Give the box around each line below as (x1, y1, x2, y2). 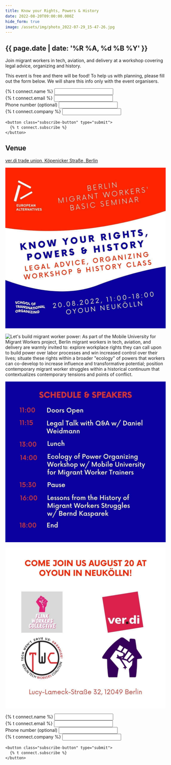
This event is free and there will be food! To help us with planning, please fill (5, 73, 165, 79)
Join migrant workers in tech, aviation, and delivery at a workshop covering (5, 58, 163, 64)
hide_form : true (5, 19, 40, 24)
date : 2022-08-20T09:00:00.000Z (5, 13, 74, 19)
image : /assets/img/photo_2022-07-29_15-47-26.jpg (5, 24, 115, 30)
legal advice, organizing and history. (5, 63, 81, 69)
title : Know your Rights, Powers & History (5, 8, 99, 13)
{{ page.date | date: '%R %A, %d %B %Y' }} (5, 44, 148, 53)
